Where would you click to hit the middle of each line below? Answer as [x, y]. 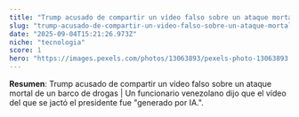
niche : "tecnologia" [48, 42]
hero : [19, 58]
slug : [19, 26]
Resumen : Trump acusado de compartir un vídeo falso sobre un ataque [141, 84]
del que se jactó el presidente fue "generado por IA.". [107, 102]
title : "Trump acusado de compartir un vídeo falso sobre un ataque [139, 17]
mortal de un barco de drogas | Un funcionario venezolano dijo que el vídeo [148, 93]
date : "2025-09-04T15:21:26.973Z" [73, 34]
